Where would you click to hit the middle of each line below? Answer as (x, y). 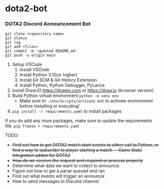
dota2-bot (26, 9)
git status (16, 38)
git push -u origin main (30, 55)
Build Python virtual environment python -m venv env (65, 95)
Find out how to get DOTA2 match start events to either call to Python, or (85, 145)
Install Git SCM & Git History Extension (58, 80)
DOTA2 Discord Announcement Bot (48, 24)
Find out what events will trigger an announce (58, 176)
